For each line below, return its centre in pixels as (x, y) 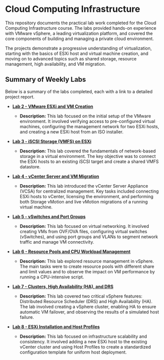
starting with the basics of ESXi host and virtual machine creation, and (77, 53)
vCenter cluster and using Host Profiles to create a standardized (85, 347)
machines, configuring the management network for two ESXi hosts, (89, 126)
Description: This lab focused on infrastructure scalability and (83, 336)
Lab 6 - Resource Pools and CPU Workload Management (71, 252)
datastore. (30, 166)
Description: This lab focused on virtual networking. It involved (84, 226)
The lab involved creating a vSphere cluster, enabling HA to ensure (88, 307)
